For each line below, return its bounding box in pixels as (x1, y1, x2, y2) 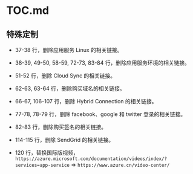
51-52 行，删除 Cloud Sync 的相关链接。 (15, 72, 116, 79)
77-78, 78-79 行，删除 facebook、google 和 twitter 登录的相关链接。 (15, 111, 186, 118)
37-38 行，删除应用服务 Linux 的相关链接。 (15, 47, 123, 53)
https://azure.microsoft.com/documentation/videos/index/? (15, 156, 168, 162)
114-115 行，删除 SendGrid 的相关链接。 (15, 137, 114, 143)
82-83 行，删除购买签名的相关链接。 (15, 123, 107, 130)
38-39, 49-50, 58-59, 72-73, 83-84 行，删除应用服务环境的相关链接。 (15, 59, 191, 66)
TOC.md (6, 4, 50, 18)
